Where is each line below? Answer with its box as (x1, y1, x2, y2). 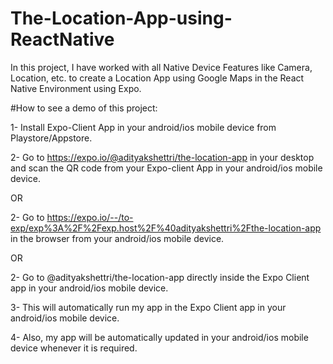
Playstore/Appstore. (10, 132, 93, 144)
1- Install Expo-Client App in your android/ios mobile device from (10, 121, 277, 133)
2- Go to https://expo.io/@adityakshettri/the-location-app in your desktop (10, 151, 315, 163)
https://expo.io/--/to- (46, 211, 134, 223)
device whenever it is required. (10, 342, 138, 354)
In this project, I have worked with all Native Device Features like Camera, (10, 61, 313, 73)
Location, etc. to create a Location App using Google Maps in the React (10, 72, 305, 84)
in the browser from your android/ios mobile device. (10, 232, 225, 244)
